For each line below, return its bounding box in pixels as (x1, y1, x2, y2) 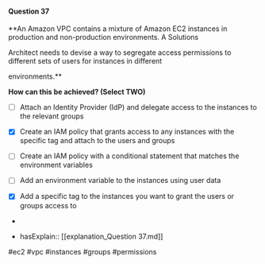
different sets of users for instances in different (8, 56, 163, 66)
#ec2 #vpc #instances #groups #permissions (8, 247, 157, 256)
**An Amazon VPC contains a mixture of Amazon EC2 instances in (8, 24, 228, 33)
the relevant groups (19, 111, 84, 121)
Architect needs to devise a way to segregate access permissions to (8, 48, 232, 57)
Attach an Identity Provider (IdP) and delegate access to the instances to (19, 103, 258, 112)
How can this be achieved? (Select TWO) (8, 87, 146, 97)
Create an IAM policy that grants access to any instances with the (19, 127, 235, 137)
